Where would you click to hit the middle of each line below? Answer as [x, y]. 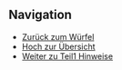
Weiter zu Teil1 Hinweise [67, 56]
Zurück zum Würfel [58, 36]
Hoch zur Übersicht [59, 46]
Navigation [40, 15]
